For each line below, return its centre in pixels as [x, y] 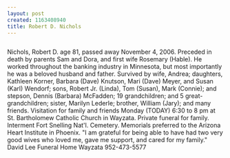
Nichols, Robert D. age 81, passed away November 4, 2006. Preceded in [109, 52]
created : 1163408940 [37, 20]
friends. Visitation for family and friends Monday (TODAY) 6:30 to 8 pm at [111, 110]
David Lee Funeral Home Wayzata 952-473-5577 [77, 147]
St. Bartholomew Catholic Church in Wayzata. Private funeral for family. [108, 118]
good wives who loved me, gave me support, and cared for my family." [107, 140]
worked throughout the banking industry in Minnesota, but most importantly [115, 67]
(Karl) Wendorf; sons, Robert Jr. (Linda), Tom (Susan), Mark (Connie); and [112, 89]
